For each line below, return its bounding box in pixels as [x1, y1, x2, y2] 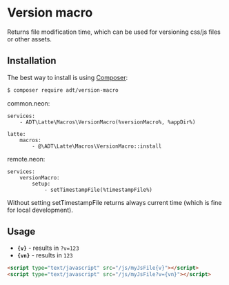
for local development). [7, 206, 74, 214]
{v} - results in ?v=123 [17, 244, 79, 253]
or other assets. [7, 35, 52, 43]
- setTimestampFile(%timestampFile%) [43, 186, 153, 193]
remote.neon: [7, 155, 46, 163]
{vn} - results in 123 [17, 251, 74, 259]
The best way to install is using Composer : [7, 73, 128, 81]
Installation [7, 55, 57, 67]
